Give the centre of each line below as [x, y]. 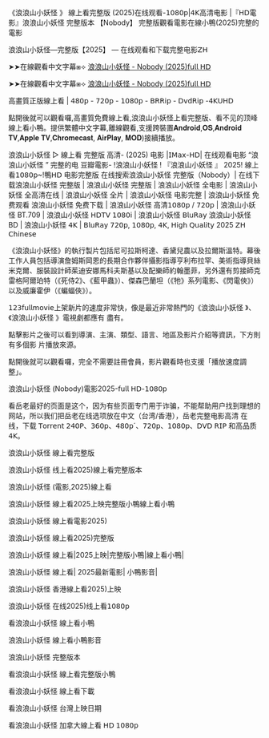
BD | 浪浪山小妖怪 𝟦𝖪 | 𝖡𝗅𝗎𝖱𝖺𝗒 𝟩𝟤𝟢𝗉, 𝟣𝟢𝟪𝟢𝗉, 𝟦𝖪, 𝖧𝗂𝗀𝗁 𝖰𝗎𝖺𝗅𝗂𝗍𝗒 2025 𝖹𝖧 [127, 225]
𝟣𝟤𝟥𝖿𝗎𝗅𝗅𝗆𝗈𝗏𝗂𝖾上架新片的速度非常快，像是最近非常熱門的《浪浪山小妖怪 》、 [132, 307]
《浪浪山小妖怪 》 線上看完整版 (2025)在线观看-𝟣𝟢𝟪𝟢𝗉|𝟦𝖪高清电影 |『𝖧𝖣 [129, 12]
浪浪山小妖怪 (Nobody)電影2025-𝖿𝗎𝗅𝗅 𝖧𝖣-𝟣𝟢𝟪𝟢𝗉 [88, 389]
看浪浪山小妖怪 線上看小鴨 [51, 623]
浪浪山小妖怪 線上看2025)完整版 [61, 538]
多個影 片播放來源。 [48, 345]
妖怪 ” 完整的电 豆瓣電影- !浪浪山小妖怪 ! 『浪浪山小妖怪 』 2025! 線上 [144, 165]
